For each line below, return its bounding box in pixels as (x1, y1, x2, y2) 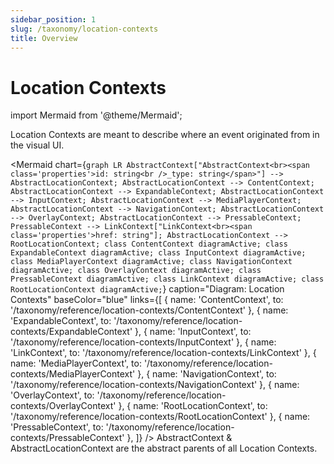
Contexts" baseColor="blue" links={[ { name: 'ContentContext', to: (10, 294, 284, 306)
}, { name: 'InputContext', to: (134, 326, 252, 338)
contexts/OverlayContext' (10, 400, 117, 412)
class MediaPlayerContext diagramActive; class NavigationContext (10, 257, 293, 267)
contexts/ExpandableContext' (10, 326, 133, 338)
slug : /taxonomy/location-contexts (10, 24, 159, 34)
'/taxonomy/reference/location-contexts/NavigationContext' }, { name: (10, 379, 300, 391)
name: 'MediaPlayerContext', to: (10, 357, 142, 370)
